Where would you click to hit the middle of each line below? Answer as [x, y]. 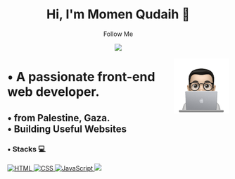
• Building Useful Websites [67, 129]
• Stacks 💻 [26, 149]
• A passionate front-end [81, 77]
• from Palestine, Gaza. [59, 118]
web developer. [53, 92]
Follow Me [118, 34]
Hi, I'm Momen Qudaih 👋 [118, 14]
